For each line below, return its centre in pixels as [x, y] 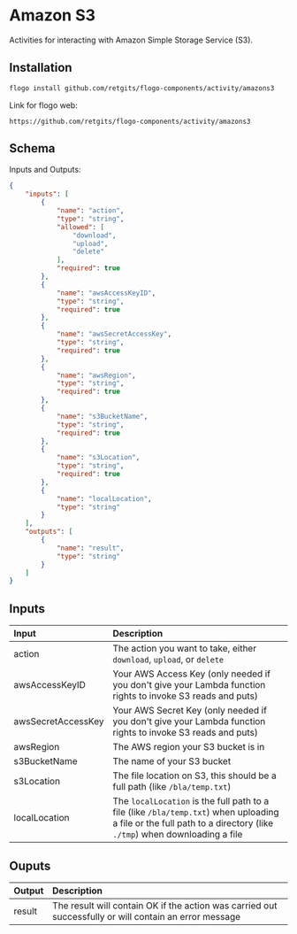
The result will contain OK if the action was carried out [165, 906]
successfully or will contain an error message [147, 916]
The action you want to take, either [185, 649]
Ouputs [30, 865]
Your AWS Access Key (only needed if [192, 674]
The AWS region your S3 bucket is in [189, 747]
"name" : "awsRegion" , [96, 375]
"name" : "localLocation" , [104, 498]
